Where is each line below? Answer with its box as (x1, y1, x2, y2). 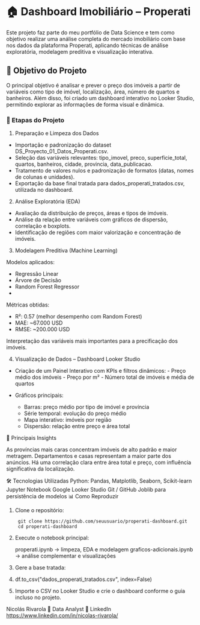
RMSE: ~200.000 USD (14, 326, 70, 333)
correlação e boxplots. (14, 223, 71, 230)
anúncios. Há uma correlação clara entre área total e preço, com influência (6, 459, 192, 466)
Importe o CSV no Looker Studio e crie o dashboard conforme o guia (14, 588, 186, 595)
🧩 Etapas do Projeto (6, 116, 65, 124)
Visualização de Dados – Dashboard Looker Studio (14, 355, 141, 363)
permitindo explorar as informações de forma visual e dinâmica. (6, 101, 165, 108)
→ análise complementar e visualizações (14, 553, 116, 560)
